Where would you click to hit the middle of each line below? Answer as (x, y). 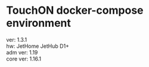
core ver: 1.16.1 (24, 59)
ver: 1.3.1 (17, 39)
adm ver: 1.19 (22, 52)
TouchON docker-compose (75, 10)
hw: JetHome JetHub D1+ (38, 46)
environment (39, 23)
